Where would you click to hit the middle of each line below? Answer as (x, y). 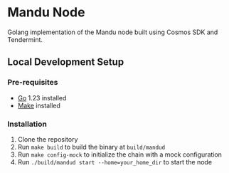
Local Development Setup (66, 62)
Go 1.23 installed (42, 98)
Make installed (39, 105)
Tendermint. (25, 39)
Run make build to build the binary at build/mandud (91, 147)
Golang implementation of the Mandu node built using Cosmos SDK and (113, 32)
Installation (27, 124)
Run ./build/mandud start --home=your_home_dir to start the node (114, 162)
